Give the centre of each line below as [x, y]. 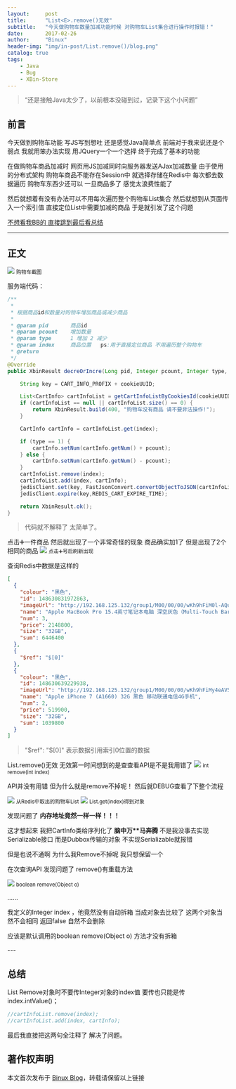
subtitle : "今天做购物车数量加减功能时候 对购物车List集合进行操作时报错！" [110, 27]
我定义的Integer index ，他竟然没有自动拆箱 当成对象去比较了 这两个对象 [112, 912]
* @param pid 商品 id [49, 325]
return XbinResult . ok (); [56, 507]
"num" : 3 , [34, 618]
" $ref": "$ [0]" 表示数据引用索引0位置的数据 [87, 750]
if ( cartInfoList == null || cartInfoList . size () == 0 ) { [106, 403]
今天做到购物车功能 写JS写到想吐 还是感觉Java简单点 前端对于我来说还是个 [116, 143]
